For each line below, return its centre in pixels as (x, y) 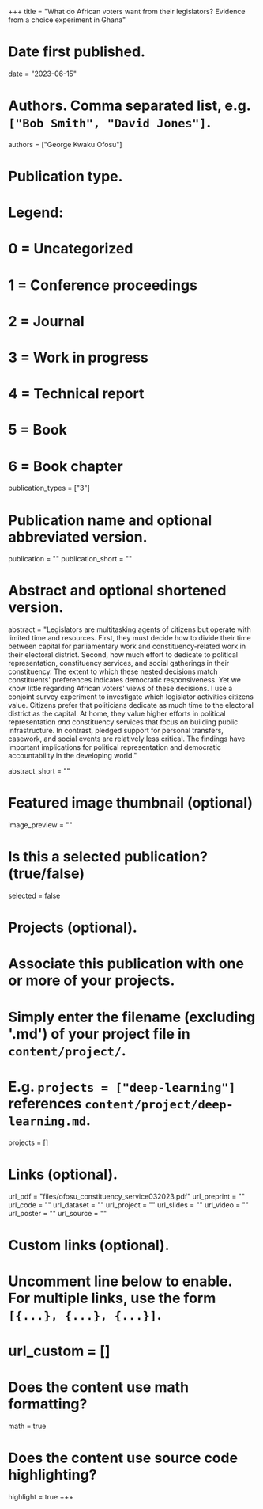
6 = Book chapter (66, 466)
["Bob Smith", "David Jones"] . (110, 123)
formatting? (48, 1404)
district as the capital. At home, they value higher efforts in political (117, 714)
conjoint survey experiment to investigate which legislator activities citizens (131, 697)
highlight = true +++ (41, 1496)
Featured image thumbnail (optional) (131, 803)
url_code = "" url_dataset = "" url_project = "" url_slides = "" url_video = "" (128, 1205)
